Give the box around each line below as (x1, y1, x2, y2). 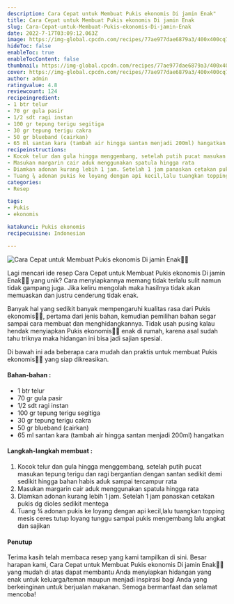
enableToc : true (7, 50, 54, 56)
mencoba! (7, 590, 36, 598)
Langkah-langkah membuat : (7, 447, 93, 455)
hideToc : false (7, 43, 52, 50)
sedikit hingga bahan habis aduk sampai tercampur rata (17, 477, 178, 485)
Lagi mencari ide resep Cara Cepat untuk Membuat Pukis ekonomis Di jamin (7, 269, 226, 277)
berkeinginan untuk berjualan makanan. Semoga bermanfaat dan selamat (7, 583, 218, 591)
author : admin (7, 75, 49, 82)
